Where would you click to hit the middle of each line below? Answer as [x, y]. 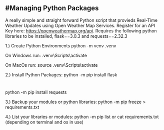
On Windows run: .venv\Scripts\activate [46, 55]
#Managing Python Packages [52, 8]
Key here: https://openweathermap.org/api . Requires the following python [81, 31]
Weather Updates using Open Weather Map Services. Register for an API [80, 25]
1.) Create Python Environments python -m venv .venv [61, 46]
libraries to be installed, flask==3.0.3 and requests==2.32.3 [66, 36]
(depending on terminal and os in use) [44, 122]
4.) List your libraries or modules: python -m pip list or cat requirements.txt [82, 117]
